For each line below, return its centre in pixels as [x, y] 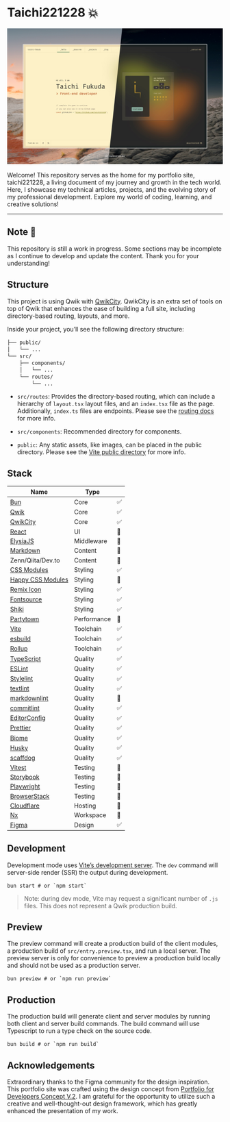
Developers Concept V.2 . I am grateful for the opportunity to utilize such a [111, 1097]
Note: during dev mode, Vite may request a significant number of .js [121, 898]
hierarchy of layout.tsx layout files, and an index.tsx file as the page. [116, 403]
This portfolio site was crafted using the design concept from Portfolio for [111, 1089]
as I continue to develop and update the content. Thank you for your [103, 255]
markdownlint [29, 698]
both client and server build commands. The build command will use [103, 1024]
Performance [93, 619]
